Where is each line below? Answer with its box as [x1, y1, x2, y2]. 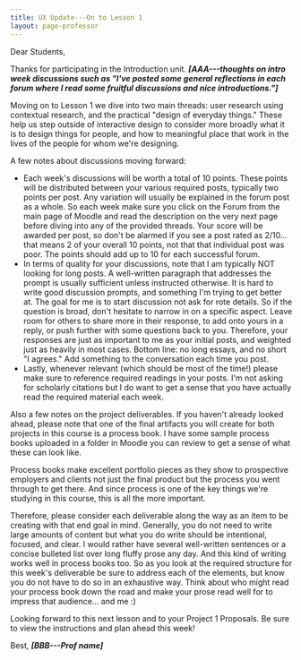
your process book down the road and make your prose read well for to [10, 586, 273, 596]
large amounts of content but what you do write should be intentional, [10, 529, 268, 540]
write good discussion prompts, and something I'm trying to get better [22, 287, 282, 297]
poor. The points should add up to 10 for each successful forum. [22, 248, 261, 260]
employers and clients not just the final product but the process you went [10, 474, 280, 484]
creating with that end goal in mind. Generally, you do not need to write [10, 519, 272, 530]
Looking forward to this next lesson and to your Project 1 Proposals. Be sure [10, 613, 290, 623]
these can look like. [10, 447, 82, 458]
